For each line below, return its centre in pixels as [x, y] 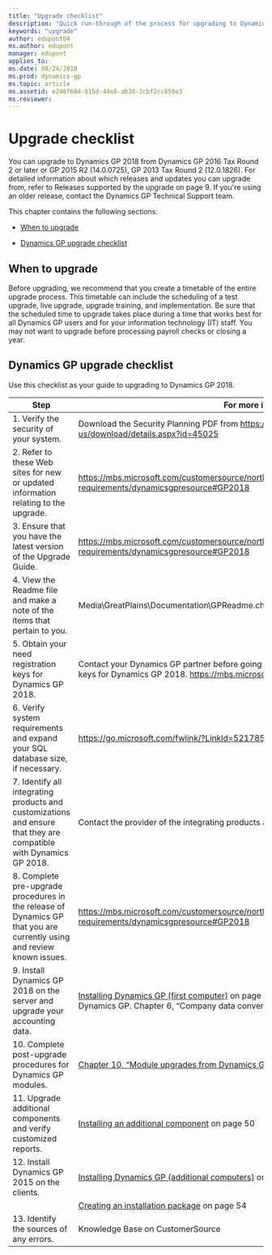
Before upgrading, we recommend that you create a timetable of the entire [132, 288]
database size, [40, 758]
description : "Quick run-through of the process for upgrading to [123, 24]
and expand [35, 737]
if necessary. [37, 768]
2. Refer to [32, 452]
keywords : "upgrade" [43, 31]
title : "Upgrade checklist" [56, 16]
